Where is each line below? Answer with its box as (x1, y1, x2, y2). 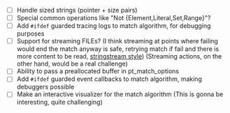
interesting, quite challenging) (16, 98, 103, 107)
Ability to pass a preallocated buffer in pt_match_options (16, 67, 180, 75)
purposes (16, 29, 45, 38)
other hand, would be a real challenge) (16, 59, 129, 68)
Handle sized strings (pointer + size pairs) (16, 6, 138, 14)
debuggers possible (16, 83, 75, 91)
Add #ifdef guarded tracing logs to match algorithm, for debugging (16, 22, 211, 30)
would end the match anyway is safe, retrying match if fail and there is (16, 45, 220, 53)
